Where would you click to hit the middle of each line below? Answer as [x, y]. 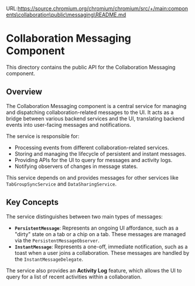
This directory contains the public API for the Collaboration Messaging [91, 67]
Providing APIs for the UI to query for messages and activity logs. [93, 160]
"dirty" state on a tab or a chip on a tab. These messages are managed [100, 234]
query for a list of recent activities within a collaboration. [74, 277]
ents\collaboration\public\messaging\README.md [66, 15]
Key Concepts [32, 202]
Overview [24, 92]
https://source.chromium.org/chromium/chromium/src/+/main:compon [103, 9]
